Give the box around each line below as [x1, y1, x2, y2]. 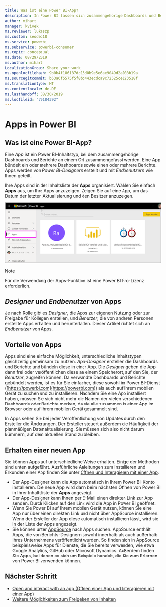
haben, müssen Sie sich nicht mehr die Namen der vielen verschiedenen [5, 396, 153, 402]
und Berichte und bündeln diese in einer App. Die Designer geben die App [5, 364, 156, 370]
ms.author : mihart [5, 60, 43, 65]
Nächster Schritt [5, 572, 57, 581]
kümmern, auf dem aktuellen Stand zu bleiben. [5, 431, 100, 438]
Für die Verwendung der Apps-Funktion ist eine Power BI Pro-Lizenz [5, 277, 144, 283]
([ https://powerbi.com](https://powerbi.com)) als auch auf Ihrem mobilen [5, 385, 154, 391]
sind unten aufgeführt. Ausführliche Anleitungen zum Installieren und [5, 464, 146, 470]
